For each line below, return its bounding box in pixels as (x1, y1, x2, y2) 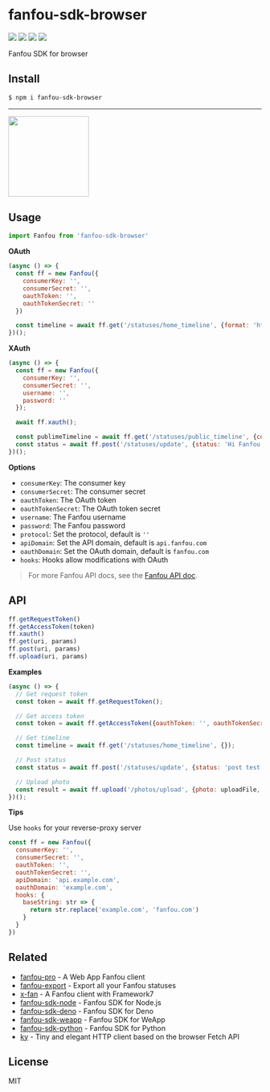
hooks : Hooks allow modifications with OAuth (19, 555, 169, 564)
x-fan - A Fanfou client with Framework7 (19, 989, 154, 999)
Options (8, 462, 36, 472)
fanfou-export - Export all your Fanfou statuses (19, 980, 177, 990)
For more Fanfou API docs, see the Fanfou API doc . (27, 570, 198, 580)
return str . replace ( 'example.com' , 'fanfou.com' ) (29, 906, 199, 914)
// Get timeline (15, 734, 70, 742)
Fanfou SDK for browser (8, 48, 88, 58)
